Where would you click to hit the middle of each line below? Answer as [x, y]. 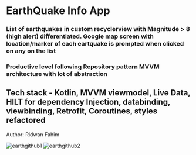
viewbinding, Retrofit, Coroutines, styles [82, 111]
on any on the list [31, 51]
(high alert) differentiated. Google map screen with [80, 36]
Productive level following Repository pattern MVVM [83, 67]
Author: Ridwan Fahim [33, 134]
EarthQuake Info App [58, 11]
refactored [26, 120]
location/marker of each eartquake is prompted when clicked [95, 44]
